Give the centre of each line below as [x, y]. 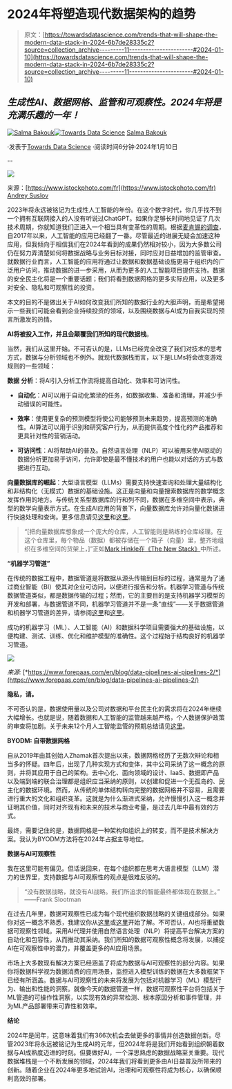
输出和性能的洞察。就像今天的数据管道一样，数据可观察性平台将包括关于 [122, 988]
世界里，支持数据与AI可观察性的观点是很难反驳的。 [91, 876]
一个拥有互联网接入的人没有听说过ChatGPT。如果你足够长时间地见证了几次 [114, 218]
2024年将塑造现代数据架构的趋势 [101, 14]
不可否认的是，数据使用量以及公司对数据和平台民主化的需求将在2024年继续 [115, 709]
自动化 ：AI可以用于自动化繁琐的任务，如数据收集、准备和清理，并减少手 [120, 395]
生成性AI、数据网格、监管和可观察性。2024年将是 [115, 102]
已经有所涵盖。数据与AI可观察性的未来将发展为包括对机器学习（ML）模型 [111, 980]
